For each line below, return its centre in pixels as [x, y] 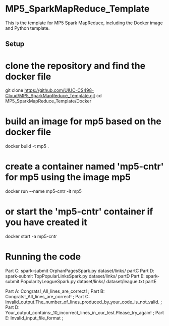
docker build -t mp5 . [27, 146]
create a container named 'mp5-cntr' [84, 167]
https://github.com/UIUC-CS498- [59, 90]
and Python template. [27, 28]
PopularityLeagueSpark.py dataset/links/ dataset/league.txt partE [89, 282]
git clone [14, 90]
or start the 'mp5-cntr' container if [79, 212]
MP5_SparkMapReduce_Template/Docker [48, 101]
